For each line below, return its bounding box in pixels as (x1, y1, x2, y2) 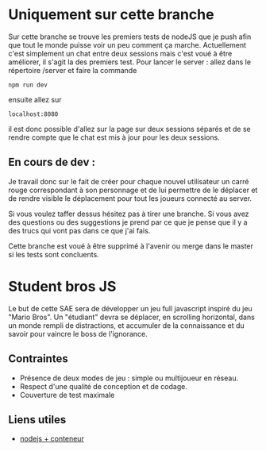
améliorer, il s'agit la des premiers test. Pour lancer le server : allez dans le (8, 57, 252, 67)
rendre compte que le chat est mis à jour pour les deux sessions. (8, 133, 220, 142)
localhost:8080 (8, 110, 59, 118)
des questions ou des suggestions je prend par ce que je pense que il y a (8, 217, 248, 227)
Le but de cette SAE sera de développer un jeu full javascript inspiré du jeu (8, 303, 253, 313)
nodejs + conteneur (19, 434, 85, 444)
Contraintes (8, 352, 69, 366)
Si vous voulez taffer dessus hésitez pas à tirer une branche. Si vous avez (8, 209, 249, 218)
